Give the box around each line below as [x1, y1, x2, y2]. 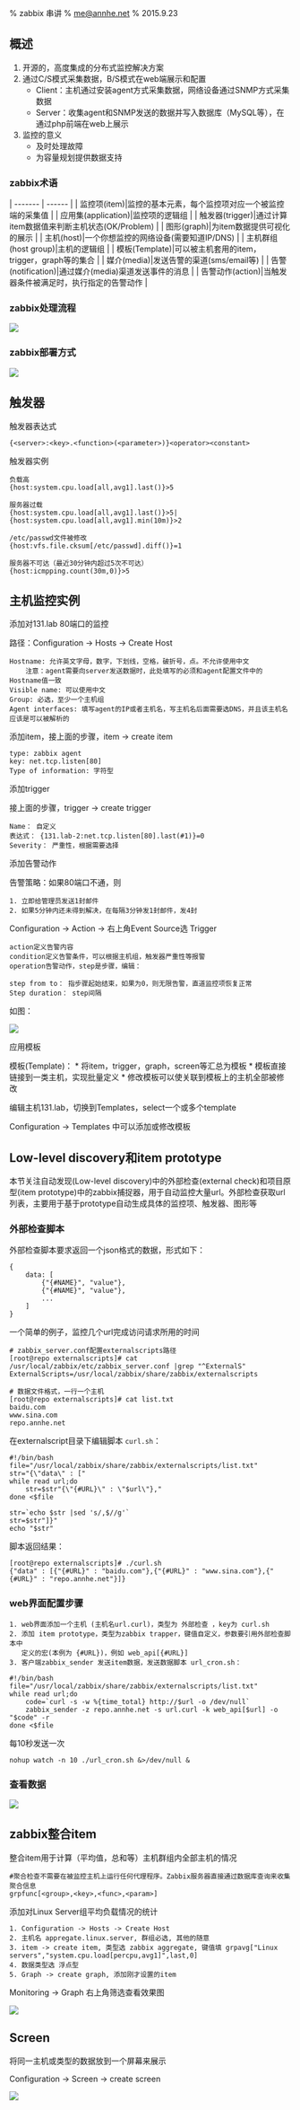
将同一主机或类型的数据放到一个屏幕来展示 [9, 2055, 167, 2066]
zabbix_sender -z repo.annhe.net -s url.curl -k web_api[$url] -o [25, 1705, 279, 1714]
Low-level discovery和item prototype [9, 1150, 222, 1165]
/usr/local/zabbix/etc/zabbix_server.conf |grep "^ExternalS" [9, 1362, 246, 1371]
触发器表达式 [9, 420, 56, 431]
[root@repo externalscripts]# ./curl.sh [9, 1559, 163, 1569]
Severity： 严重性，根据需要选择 [9, 841, 119, 850]
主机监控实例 [9, 593, 81, 608]
